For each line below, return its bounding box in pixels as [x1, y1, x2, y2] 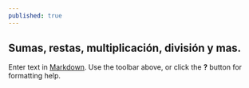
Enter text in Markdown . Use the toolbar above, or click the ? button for [8, 62, 242, 72]
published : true [8, 11, 62, 20]
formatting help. [8, 71, 61, 81]
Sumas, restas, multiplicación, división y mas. [8, 42, 242, 55]
